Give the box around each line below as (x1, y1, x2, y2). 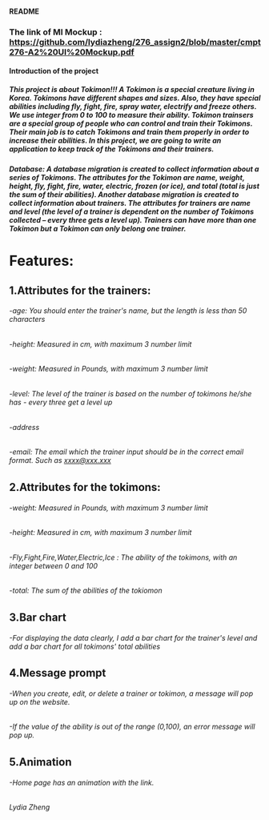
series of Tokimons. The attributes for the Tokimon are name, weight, (9, 173, 245, 183)
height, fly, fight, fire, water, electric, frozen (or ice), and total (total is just (9, 181, 259, 191)
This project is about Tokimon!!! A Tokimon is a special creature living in (9, 84, 255, 94)
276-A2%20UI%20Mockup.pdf (9, 46, 134, 58)
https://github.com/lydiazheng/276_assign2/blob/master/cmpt (9, 36, 261, 47)
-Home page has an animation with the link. (9, 778, 155, 787)
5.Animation (9, 755, 72, 769)
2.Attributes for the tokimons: (9, 480, 161, 494)
